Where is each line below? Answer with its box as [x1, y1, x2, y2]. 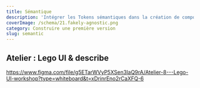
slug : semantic [6, 31, 44, 37]
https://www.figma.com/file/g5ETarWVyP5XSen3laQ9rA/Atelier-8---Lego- [6, 68, 189, 76]
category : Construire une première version [6, 25, 116, 32]
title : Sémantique [6, 8, 52, 15]
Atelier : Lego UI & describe [6, 53, 109, 63]
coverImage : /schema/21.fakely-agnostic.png [6, 20, 118, 26]
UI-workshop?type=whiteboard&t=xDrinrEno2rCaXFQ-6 [6, 75, 144, 82]
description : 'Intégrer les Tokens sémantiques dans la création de [6, 14, 180, 20]
